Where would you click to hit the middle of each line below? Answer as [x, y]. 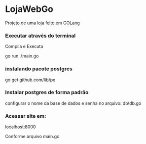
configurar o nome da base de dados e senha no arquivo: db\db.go [73, 103]
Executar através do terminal [40, 36]
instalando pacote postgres [39, 69]
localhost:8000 [20, 127]
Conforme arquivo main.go [32, 137]
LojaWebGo [29, 9]
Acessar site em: [26, 116]
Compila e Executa [24, 47]
